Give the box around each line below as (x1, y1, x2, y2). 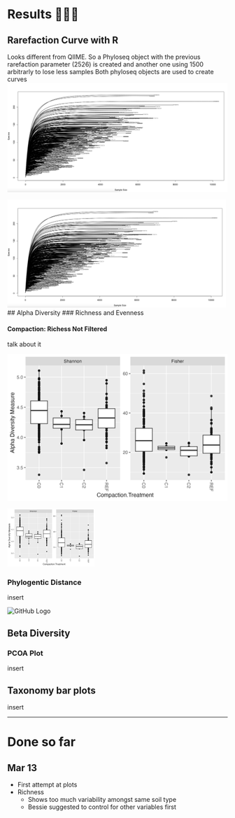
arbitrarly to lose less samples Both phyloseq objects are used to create (7, 68, 215, 76)
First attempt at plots (17, 780, 78, 789)
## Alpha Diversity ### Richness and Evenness (7, 309, 144, 317)
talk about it (7, 340, 42, 348)
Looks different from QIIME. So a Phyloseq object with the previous (7, 52, 201, 61)
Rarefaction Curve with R (7, 34, 119, 46)
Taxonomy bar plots (7, 684, 96, 696)
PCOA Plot (7, 648, 43, 658)
